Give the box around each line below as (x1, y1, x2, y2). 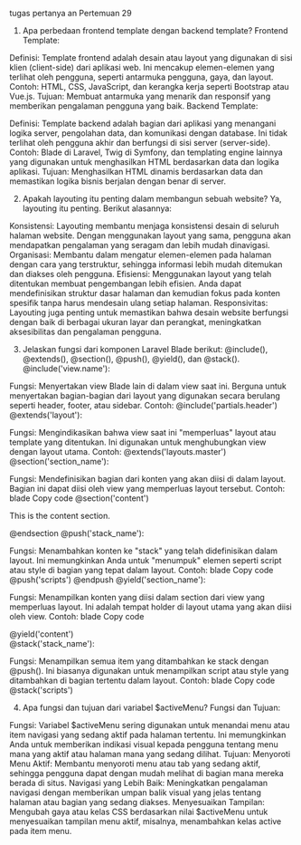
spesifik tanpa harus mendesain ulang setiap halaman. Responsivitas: (9, 298, 268, 308)
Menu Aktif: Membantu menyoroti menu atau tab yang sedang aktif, (9, 758, 260, 769)
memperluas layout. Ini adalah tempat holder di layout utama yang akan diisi (9, 601, 292, 612)
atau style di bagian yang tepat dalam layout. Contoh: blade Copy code (9, 565, 274, 575)
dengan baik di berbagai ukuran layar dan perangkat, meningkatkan (9, 317, 262, 327)
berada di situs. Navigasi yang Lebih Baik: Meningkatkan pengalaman (9, 778, 268, 788)
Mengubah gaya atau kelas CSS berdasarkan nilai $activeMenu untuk (9, 806, 268, 817)
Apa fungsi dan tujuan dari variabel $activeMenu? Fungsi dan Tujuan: (22, 702, 281, 713)
